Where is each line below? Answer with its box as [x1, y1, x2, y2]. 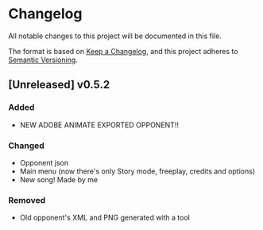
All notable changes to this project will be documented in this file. [8, 31, 222, 41]
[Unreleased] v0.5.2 [8, 78, 110, 92]
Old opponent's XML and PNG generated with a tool [19, 212, 191, 223]
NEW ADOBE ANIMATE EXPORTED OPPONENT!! [19, 120, 179, 130]
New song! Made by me [19, 174, 98, 184]
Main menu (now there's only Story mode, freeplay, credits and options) [19, 166, 256, 176]
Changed [8, 140, 45, 151]
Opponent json [19, 158, 69, 167]
